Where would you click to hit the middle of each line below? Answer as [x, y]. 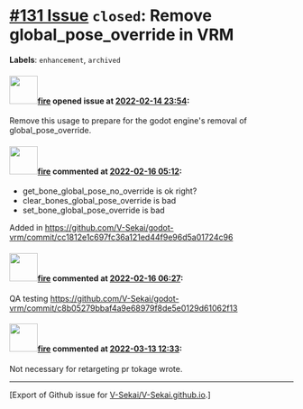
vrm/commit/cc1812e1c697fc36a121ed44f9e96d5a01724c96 [121, 237]
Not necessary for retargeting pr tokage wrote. [96, 368]
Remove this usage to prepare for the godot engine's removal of [129, 121]
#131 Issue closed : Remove [110, 16]
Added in [26, 228]
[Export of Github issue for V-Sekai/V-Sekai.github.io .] [110, 395]
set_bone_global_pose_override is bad [93, 210]
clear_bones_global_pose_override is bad [99, 201]
